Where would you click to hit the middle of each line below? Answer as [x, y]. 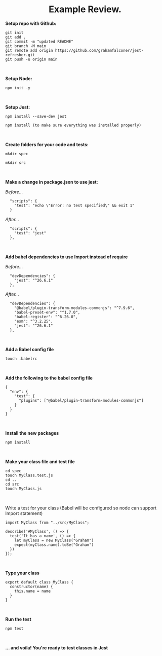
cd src [12, 484]
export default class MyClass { [39, 582]
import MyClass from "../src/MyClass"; [47, 523]
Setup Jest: [18, 107]
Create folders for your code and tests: [47, 144]
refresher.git [20, 55]
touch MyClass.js [24, 489]
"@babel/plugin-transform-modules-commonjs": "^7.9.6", [75, 308]
